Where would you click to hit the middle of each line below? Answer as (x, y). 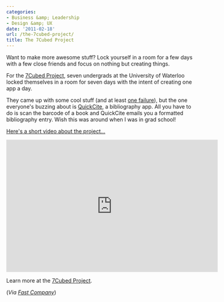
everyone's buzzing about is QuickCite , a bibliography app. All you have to (99, 106)
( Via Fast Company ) (31, 292)
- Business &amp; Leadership (43, 18)
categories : (21, 12)
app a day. (19, 88)
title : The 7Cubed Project (40, 40)
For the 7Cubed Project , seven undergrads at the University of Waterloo (96, 75)
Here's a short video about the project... (56, 131)
